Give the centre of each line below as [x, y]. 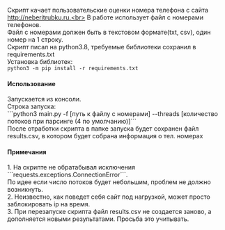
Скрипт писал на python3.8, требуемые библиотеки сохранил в [102, 47]
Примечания [27, 151]
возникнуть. [25, 190]
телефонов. [24, 25]
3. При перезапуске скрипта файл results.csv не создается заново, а [109, 212]
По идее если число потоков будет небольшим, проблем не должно [109, 182]
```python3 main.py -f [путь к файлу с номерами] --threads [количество [113, 114]
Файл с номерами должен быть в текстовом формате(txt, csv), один [109, 32]
